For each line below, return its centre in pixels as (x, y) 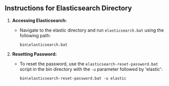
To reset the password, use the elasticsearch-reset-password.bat (89, 64)
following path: (35, 35)
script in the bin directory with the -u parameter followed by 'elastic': (91, 69)
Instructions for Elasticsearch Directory (68, 8)
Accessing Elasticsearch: (39, 20)
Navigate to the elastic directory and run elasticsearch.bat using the (92, 30)
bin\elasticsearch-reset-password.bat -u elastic (73, 78)
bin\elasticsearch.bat (44, 45)
